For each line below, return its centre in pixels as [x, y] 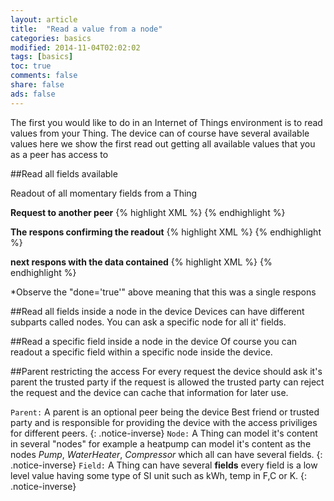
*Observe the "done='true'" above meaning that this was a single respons [163, 292]
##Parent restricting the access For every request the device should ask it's [166, 371]
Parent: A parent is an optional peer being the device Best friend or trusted [165, 412]
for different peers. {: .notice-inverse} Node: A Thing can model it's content [164, 433]
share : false [37, 85]
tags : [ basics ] [42, 57]
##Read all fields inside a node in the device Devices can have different [157, 311]
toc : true [31, 66]
